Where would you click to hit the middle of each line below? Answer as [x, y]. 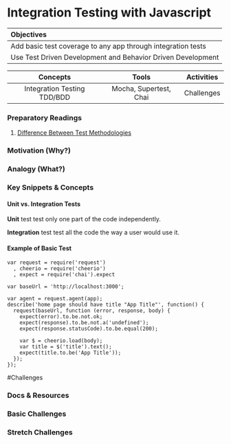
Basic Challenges [37, 414]
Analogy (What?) [36, 169]
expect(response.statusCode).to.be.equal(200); [89, 329]
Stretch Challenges [40, 432]
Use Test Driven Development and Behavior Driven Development [115, 57]
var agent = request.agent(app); [55, 299]
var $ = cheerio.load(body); [61, 341]
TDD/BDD [55, 97]
